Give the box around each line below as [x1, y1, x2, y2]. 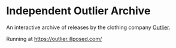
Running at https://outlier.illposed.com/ [6, 35, 102, 42]
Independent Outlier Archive [6, 4, 151, 18]
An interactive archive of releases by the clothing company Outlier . [6, 24, 171, 31]
